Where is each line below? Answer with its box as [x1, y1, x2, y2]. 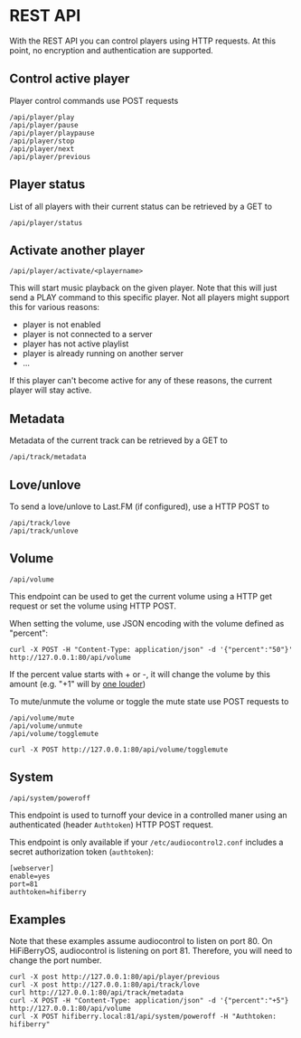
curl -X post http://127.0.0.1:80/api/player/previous [9, 973, 221, 982]
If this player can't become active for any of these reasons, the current [9, 375, 273, 386]
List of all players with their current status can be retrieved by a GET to [9, 201, 273, 212]
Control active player [9, 71, 130, 87]
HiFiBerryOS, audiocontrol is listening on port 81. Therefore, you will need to [9, 946, 293, 957]
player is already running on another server [22, 348, 183, 359]
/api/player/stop [9, 137, 75, 146]
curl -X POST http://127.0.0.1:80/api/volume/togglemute [9, 745, 229, 754]
